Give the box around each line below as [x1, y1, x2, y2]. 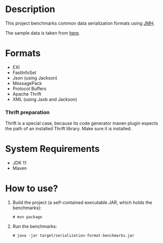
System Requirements [5, 143, 100, 154]
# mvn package [12, 215, 42, 220]
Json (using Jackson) [12, 74, 58, 81]
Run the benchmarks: [12, 223, 57, 229]
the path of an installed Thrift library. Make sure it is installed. [5, 126, 132, 132]
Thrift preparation [5, 109, 50, 116]
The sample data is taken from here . [5, 30, 80, 36]
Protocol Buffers [12, 86, 47, 92]
